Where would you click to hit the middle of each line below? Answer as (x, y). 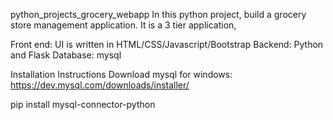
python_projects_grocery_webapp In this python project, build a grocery (158, 14)
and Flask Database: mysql (66, 55)
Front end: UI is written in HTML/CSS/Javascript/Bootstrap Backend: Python (167, 44)
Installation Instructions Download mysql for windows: (121, 74)
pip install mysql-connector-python (83, 104)
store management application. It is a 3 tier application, (123, 25)
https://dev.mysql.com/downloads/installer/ (100, 85)
